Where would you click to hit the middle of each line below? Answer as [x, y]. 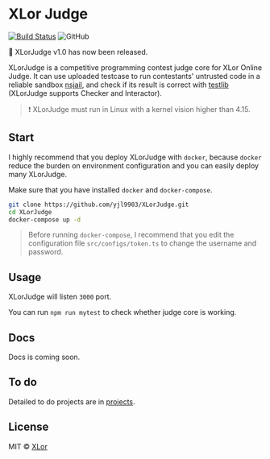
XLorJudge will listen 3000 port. [60, 297]
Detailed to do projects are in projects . [72, 401]
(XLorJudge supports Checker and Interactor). [85, 93]
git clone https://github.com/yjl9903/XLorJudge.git [99, 205]
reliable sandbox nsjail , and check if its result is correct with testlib [119, 85]
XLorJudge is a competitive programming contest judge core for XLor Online [135, 67]
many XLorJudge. [37, 174]
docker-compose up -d [45, 219]
